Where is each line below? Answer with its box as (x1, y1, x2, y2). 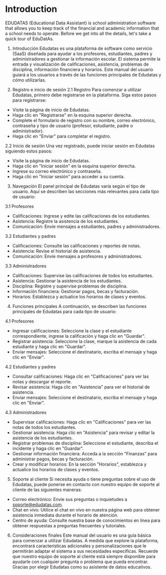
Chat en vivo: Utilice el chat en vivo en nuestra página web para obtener (12, 506, 160, 512)
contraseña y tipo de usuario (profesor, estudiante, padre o (12, 123, 133, 129)
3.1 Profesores (5, 203, 34, 209)
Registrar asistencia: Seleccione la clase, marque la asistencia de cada (12, 338, 157, 344)
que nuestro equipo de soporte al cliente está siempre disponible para (12, 553, 156, 559)
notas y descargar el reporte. (12, 378, 72, 384)
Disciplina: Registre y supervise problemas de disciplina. (12, 283, 128, 289)
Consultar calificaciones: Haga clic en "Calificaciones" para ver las (12, 373, 149, 379)
